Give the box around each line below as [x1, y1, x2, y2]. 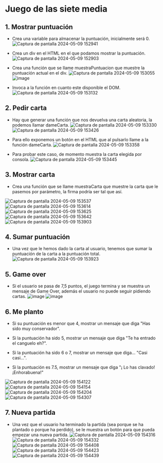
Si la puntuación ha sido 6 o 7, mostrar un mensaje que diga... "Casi [12, 350, 147, 356]
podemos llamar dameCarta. [12, 122, 70, 128]
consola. [12, 156, 30, 162]
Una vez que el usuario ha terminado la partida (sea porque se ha [12, 421, 144, 427]
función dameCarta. [12, 142, 53, 148]
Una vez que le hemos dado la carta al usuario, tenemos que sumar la [12, 246, 152, 252]
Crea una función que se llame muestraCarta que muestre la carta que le [12, 184, 158, 189]
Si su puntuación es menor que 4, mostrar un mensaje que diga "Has [12, 320, 151, 327]
